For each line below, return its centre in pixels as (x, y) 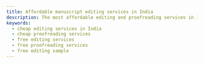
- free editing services (43, 40)
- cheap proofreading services (51, 34)
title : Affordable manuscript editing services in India (80, 12)
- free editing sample (40, 51)
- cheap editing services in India (57, 28)
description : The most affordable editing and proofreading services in (100, 17)
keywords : (19, 23)
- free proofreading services (50, 46)
